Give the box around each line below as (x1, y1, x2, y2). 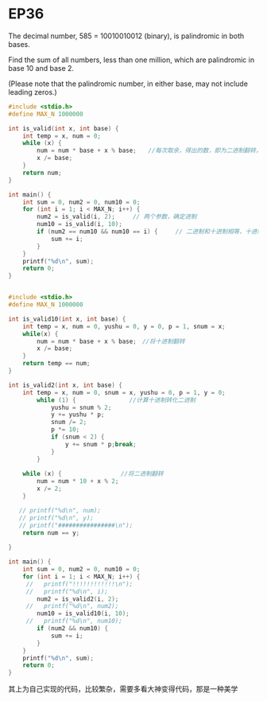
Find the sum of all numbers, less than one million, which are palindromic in (8, 55, 255, 64)
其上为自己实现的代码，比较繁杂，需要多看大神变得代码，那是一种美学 (8, 684, 238, 694)
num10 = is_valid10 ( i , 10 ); (37, 609, 130, 617)
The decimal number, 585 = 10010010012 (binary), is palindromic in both (8, 31, 245, 41)
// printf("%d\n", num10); (25, 617, 123, 625)
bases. (8, 39, 30, 49)
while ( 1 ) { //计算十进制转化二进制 (37, 395, 196, 404)
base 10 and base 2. (8, 63, 74, 72)
